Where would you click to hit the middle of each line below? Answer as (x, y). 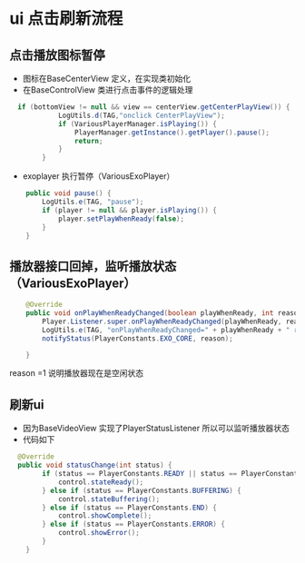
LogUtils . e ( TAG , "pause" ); (93, 202)
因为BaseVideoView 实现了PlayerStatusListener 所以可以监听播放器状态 (156, 429)
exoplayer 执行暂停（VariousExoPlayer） (98, 176)
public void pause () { (69, 193)
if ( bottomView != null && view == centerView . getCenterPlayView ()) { (154, 107)
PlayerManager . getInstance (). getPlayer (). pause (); (172, 133)
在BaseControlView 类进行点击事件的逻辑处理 (108, 90)
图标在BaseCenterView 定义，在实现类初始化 (107, 79)
